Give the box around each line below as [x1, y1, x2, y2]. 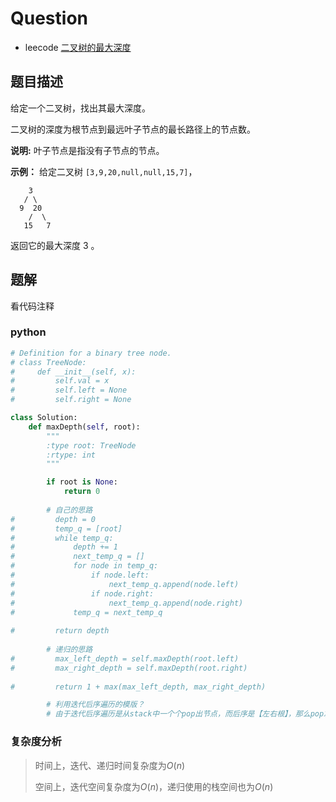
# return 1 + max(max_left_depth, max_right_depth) [10, 682, 267, 692]
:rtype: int [46, 450, 97, 460]
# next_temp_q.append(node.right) [10, 598, 244, 608]
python [10, 325, 47, 339]
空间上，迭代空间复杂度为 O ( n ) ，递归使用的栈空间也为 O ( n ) [34, 780, 274, 792]
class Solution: [10, 413, 78, 423]
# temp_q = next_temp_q [10, 607, 163, 617]
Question [10, 7, 88, 30]
